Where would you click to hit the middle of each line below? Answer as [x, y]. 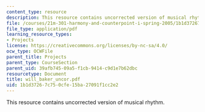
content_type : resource [37, 12]
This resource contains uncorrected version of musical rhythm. [85, 102]
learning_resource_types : [39, 35]
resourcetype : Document [37, 74]
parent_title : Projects [37, 57]
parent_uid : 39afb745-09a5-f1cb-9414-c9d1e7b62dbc [72, 68]
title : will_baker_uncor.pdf [43, 79]
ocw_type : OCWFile [30, 51]
